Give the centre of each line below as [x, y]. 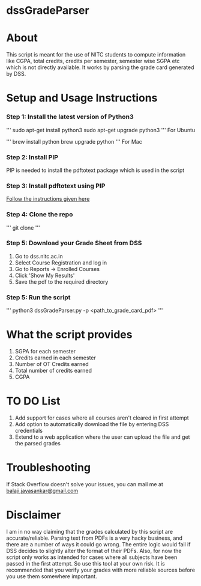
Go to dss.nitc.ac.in [39, 256]
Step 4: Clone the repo [40, 215]
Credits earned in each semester [55, 358]
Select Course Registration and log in [61, 263]
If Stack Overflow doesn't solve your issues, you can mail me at [85, 484]
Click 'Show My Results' [45, 275]
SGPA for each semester [45, 352]
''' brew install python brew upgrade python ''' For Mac [74, 141]
